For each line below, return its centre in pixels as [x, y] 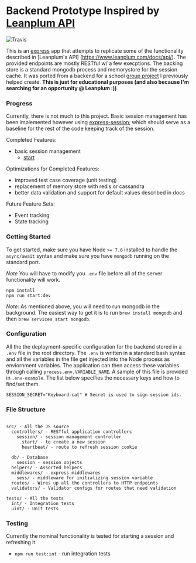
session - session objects [49, 463]
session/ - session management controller [69, 437]
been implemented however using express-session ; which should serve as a [98, 122]
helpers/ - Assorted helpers [47, 468]
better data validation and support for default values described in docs [100, 193]
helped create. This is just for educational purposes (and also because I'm [97, 82]
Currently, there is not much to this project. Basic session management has [97, 116]
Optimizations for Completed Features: [53, 169]
